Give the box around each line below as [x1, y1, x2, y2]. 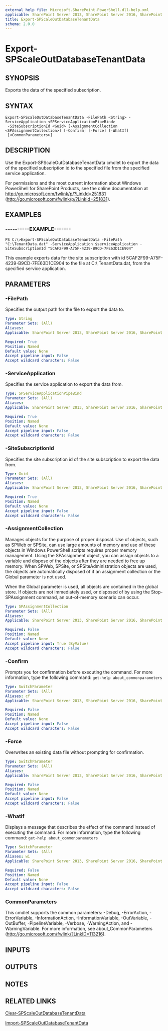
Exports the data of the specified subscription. [5, 87, 101, 93]
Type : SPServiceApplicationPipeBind [5, 391, 82, 396]
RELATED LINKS [5, 997, 56, 1006]
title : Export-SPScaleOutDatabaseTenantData [5, 17, 100, 22]
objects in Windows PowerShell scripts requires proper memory [5, 547, 137, 553]
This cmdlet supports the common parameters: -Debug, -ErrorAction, [5, 910, 149, 916]
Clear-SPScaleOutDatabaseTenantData [5, 1010, 86, 1016]
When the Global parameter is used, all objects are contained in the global [5, 583, 158, 589]
